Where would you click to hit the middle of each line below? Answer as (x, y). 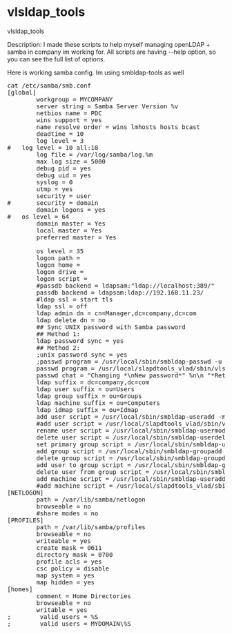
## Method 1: (58, 334)
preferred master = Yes (76, 237)
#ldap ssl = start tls (75, 299)
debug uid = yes (64, 175)
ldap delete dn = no (71, 320)
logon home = (58, 265)
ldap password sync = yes (80, 341)
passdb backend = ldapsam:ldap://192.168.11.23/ (120, 293)
